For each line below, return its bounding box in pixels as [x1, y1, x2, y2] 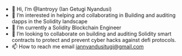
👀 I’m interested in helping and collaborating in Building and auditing [11, 12, 176, 19]
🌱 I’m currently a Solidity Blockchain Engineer [11, 24, 122, 31]
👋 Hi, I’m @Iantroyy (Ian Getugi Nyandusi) [11, 6, 112, 12]
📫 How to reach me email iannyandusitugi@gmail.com [11, 43, 145, 50]
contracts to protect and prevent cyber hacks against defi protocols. [11, 37, 177, 43]
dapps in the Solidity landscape [11, 18, 88, 24]
